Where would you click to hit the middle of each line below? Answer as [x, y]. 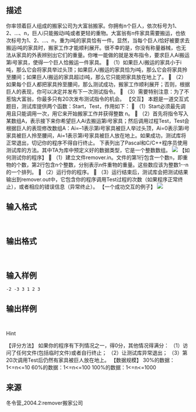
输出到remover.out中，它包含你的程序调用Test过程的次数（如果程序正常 [92, 179]
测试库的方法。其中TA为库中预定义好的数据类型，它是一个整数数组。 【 [95, 150]
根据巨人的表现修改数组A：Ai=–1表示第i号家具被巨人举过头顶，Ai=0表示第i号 [98, 128]
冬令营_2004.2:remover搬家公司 [45, 403]
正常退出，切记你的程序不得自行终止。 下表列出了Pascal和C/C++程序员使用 [97, 143]
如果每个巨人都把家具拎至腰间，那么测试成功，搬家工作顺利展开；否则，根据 [98, 84]
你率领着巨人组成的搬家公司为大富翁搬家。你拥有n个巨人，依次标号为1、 [93, 26]
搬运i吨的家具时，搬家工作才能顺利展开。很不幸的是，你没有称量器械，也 [94, 47]
